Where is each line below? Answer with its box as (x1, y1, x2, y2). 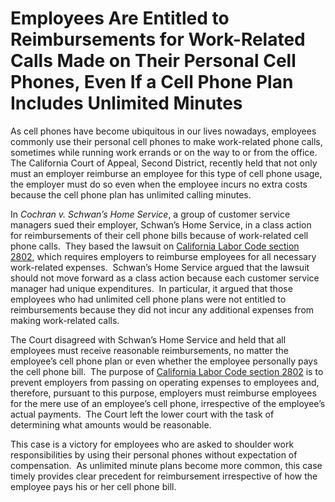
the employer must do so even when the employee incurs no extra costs (10, 178, 308, 190)
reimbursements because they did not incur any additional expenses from (10, 303, 315, 316)
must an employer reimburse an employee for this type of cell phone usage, (10, 167, 323, 179)
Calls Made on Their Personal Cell (10, 50, 297, 72)
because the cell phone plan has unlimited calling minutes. (10, 188, 252, 201)
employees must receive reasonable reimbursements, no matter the (10, 344, 289, 356)
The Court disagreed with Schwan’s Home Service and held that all (10, 333, 287, 346)
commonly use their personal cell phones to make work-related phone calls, (10, 135, 323, 147)
